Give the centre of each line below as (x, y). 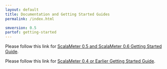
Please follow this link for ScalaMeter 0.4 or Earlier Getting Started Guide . (80, 61)
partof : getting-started (31, 33)
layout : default (22, 10)
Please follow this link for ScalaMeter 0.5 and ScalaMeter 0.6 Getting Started (83, 46)
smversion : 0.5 (21, 28)
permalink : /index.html (30, 19)
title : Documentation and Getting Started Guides (58, 14)
